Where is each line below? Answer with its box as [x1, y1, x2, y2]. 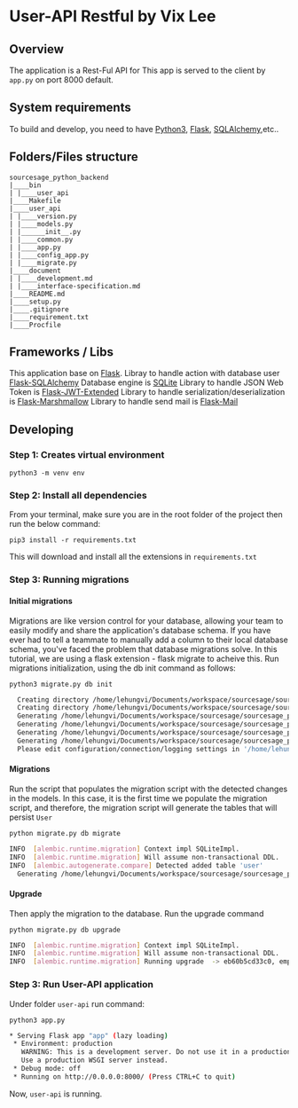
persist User [9, 812, 53, 822]
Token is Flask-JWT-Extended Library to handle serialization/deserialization [9, 387, 286, 397]
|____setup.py [9, 297, 62, 306]
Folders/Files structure [9, 149, 139, 165]
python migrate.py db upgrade [9, 925, 122, 934]
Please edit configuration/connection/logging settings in [17, 744, 240, 753]
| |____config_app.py [9, 250, 90, 259]
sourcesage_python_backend [9, 173, 109, 182]
